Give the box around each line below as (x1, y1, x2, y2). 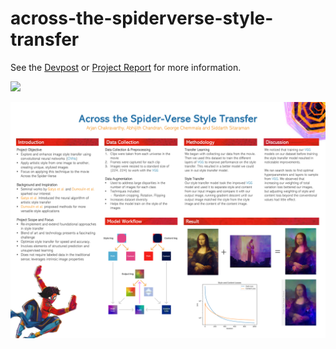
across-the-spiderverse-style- (10, 7, 274, 30)
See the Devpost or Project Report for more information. (10, 61, 242, 73)
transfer (10, 28, 80, 51)
